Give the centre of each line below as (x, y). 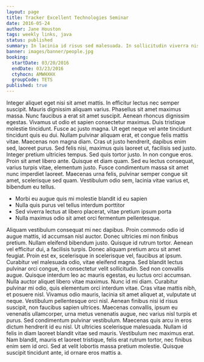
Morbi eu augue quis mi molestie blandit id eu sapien (81, 199)
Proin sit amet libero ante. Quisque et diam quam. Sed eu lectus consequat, (100, 161)
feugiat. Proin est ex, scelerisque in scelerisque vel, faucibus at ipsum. (94, 256)
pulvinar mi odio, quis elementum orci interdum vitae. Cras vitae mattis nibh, (101, 288)
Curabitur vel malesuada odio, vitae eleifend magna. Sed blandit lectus (95, 262)
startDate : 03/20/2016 (40, 63)
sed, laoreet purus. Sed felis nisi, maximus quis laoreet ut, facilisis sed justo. (101, 148)
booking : (17, 57)
